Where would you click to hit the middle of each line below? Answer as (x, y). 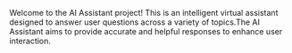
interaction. (30, 41)
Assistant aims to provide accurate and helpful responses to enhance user (146, 31)
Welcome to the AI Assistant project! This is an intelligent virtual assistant (144, 13)
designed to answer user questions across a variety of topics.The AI (135, 22)
